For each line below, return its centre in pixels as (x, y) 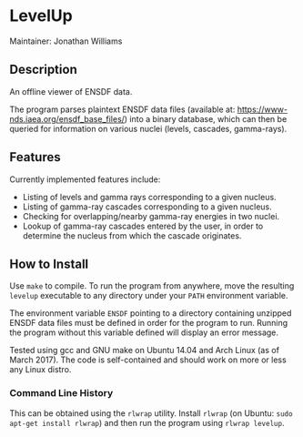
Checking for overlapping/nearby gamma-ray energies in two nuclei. (151, 216)
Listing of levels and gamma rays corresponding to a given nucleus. (149, 197)
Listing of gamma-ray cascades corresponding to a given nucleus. (147, 207)
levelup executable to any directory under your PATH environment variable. (149, 296)
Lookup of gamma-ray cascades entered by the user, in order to (143, 226)
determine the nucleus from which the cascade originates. (132, 235)
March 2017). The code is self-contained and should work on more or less (148, 360)
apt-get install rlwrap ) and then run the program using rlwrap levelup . (147, 422)
